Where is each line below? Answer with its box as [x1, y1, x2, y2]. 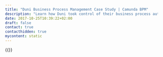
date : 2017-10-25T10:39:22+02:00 [5, 16, 73, 21]
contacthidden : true [5, 29, 47, 34]
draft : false [5, 20, 32, 25]
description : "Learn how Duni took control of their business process [5, 11, 151, 16]
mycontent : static [5, 34, 42, 39]
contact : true [5, 25, 34, 30]
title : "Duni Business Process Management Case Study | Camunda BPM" [5, 7, 149, 12]
